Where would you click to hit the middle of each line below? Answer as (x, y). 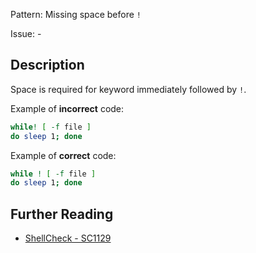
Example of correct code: (63, 155)
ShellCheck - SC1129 (68, 238)
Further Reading (62, 214)
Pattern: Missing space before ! (76, 14)
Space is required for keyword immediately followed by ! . (128, 89)
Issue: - (26, 33)
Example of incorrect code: (67, 108)
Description (47, 65)
